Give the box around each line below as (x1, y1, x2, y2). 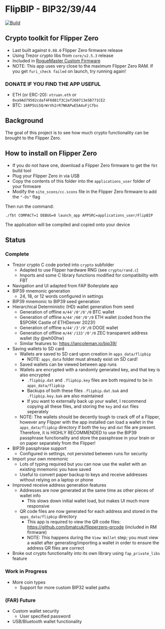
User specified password (19, 613, 71, 619)
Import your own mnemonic (12, 456, 69, 462)
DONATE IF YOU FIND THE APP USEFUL (5, 80, 101, 87)
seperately (27, 409, 49, 415)
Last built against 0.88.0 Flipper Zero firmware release (12, 47, 123, 53)
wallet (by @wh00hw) (19, 335, 65, 341)
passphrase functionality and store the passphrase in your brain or (19, 435, 155, 441)
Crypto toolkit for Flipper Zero (5, 34, 99, 42)
